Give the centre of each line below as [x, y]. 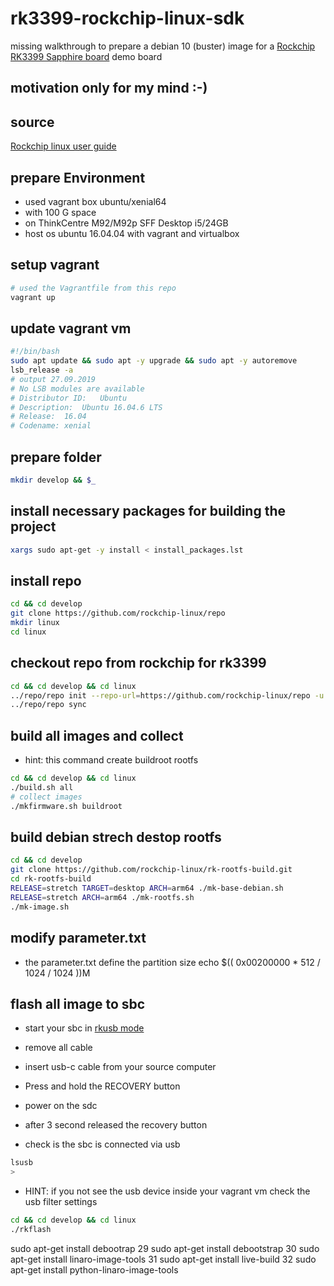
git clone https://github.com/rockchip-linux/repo [118, 613]
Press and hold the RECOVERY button [102, 1086]
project [33, 527]
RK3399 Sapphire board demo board [86, 56]
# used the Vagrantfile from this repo [93, 288]
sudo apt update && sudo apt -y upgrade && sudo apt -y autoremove [154, 361]
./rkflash [31, 1229]
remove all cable [58, 1048]
